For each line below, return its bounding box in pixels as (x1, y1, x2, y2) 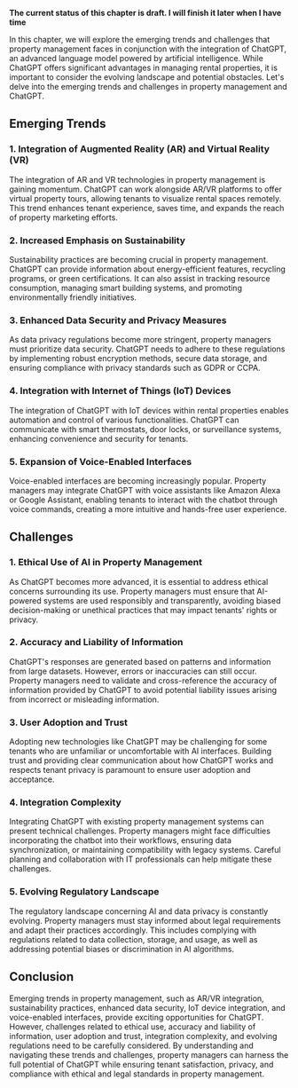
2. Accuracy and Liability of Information (9, 636, 184, 649)
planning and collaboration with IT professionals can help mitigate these (9, 854, 272, 864)
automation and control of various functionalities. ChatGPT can (9, 414, 239, 425)
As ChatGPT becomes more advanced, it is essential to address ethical (9, 576, 269, 587)
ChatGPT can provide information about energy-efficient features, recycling (9, 264, 286, 274)
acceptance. (9, 774, 55, 784)
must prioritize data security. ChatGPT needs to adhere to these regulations (9, 343, 286, 354)
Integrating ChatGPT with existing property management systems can (9, 816, 264, 827)
